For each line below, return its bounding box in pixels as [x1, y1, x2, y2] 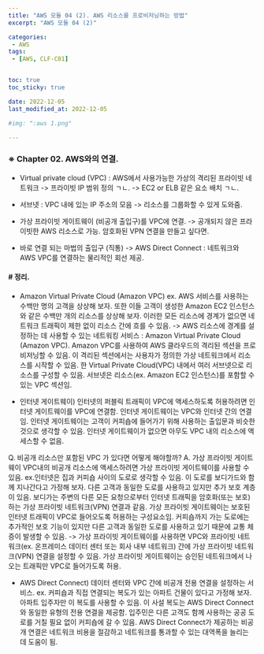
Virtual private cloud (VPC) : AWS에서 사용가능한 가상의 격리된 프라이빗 [19, 173, 244, 182]
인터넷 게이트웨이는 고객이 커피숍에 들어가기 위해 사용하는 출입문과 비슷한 [30, 416, 256, 425]
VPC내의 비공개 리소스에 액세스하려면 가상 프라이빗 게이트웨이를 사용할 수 [22, 463, 250, 472]
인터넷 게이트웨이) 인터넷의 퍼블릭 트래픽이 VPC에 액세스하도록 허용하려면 [19, 396, 247, 406]
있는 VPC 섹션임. [19, 380, 73, 389]
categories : [8, 33, 47, 41]
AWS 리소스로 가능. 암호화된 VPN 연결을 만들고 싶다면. [40, 226, 210, 236]
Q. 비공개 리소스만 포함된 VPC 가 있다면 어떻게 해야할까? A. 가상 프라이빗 [8, 452, 232, 462]
